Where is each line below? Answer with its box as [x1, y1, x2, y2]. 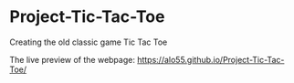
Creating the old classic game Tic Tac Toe [9, 36, 168, 47]
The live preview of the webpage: [9, 54, 135, 65]
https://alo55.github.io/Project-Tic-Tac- [136, 54, 285, 65]
